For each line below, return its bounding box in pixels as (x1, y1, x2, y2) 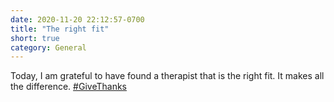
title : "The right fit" (10, 24, 110, 34)
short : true (10, 33, 60, 43)
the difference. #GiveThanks (10, 81, 127, 93)
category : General (10, 42, 87, 53)
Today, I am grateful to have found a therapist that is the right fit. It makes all (10, 70, 325, 82)
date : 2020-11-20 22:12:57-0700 (10, 14, 145, 25)
